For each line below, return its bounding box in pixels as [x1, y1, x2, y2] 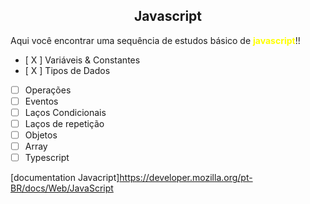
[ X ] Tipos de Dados [24, 64, 111, 76]
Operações [24, 84, 72, 96]
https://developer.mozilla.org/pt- [119, 172, 253, 184]
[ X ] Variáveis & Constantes [24, 54, 141, 66]
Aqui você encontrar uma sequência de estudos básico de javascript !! [10, 34, 301, 46]
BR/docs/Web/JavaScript [10, 182, 114, 194]
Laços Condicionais [24, 106, 107, 118]
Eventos [24, 95, 59, 107]
